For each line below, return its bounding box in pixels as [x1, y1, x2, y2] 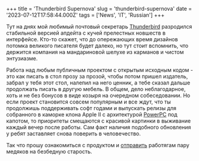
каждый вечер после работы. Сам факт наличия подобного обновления [6, 124, 191, 130]
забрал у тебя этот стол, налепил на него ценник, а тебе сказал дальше [6, 79, 191, 86]
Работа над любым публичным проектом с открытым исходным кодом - [6, 66, 194, 74]
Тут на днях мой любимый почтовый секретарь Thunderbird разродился [6, 23, 192, 30]
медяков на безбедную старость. [6, 148, 92, 155]
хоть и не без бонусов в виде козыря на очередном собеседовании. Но [6, 92, 191, 99]
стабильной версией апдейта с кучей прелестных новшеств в [6, 29, 166, 37]
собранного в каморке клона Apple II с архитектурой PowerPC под [6, 111, 178, 118]
